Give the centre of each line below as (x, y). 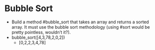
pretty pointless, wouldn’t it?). (41, 32)
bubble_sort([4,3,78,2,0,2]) (38, 37)
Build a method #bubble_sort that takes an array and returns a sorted (80, 22)
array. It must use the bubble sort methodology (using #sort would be (81, 27)
